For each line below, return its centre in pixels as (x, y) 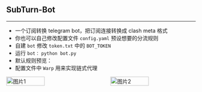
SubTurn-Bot (31, 10)
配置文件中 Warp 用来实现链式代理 (56, 68)
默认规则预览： (33, 60)
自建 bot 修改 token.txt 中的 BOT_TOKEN (63, 45)
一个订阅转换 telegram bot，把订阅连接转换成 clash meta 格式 (91, 30)
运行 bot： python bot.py (46, 53)
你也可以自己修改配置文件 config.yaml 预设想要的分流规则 (87, 38)
